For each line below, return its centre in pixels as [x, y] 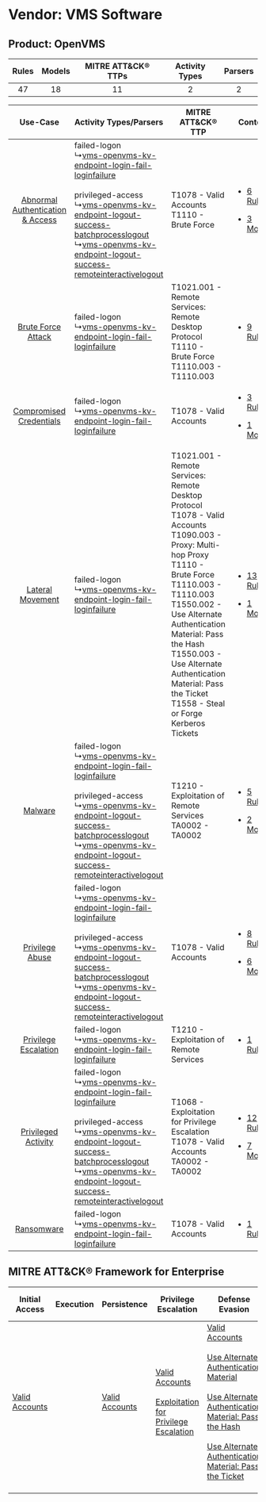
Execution [74, 1304]
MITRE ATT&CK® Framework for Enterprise [116, 1272]
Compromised [39, 411]
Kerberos [188, 723]
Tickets [185, 733]
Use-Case [39, 122]
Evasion [234, 1309]
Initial [30, 1299]
